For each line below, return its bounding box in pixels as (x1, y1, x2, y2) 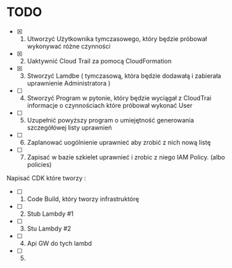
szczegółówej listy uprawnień (26, 123, 112, 132)
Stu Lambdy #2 (26, 224, 71, 232)
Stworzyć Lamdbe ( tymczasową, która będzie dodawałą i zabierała (26, 71, 222, 80)
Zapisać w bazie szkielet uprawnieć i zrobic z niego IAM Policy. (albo (26, 152, 226, 161)
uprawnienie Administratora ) (26, 79, 111, 87)
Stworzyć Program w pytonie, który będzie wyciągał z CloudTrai (26, 93, 212, 102)
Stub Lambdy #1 (26, 210, 74, 218)
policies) (26, 160, 52, 168)
